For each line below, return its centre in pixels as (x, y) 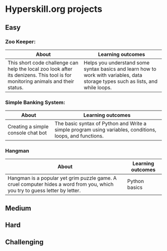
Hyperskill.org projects (54, 9)
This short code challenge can (43, 63)
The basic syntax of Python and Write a (100, 124)
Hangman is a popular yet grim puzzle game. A (62, 178)
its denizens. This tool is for (40, 75)
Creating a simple (28, 126)
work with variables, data (113, 75)
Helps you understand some (117, 63)
